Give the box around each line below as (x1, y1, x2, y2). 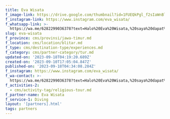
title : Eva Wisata (5, 7, 44, 13)
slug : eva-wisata (5, 31, 42, 36)
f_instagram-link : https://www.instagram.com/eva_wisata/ (5, 17, 130, 22)
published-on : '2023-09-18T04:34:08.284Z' (5, 64, 96, 69)
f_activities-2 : (5, 83, 39, 88)
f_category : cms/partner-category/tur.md (5, 50, 94, 55)
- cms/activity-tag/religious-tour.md (10, 87, 92, 93)
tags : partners (5, 106, 37, 111)
